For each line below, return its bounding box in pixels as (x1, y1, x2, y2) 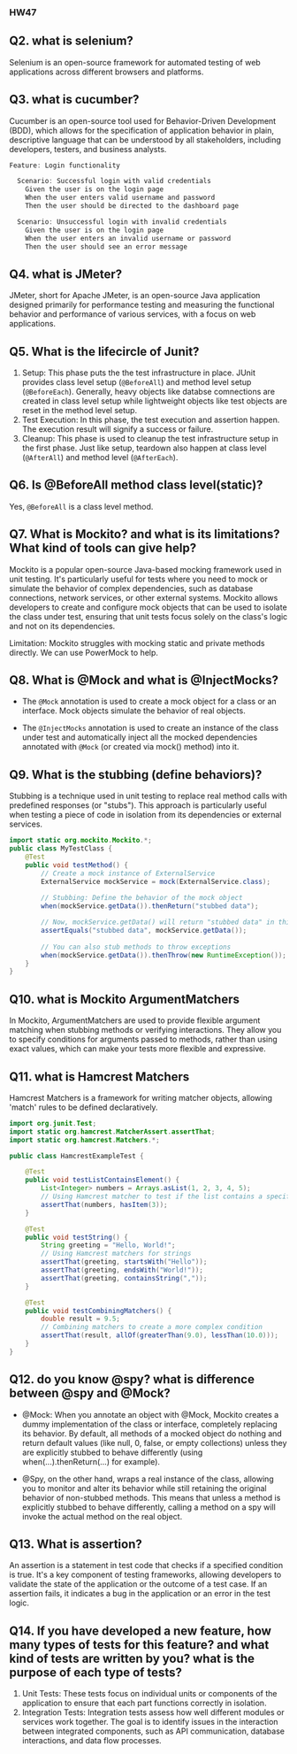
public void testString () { (25, 1233, 128, 1242)
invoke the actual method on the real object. (21, 1511, 183, 1521)
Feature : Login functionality (9, 161, 121, 170)
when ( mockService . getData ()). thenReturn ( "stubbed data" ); (41, 902, 259, 911)
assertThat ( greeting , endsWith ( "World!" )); (41, 1265, 203, 1275)
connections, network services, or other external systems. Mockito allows (9, 592, 278, 603)
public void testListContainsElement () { (25, 1175, 179, 1185)
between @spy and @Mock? (9, 1386, 171, 1401)
